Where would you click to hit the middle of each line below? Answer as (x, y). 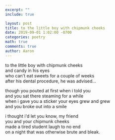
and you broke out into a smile (36, 106)
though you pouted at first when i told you (48, 90)
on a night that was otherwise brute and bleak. (53, 132)
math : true (16, 42)
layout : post (19, 23)
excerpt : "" (17, 10)
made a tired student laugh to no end (43, 127)
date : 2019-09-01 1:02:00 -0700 (38, 33)
